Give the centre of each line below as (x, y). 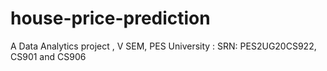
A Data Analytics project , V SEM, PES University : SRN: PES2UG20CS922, (163, 46)
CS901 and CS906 (48, 56)
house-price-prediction (110, 18)
